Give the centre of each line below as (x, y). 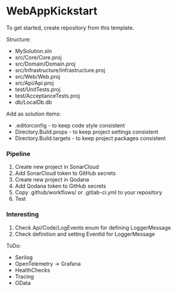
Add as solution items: (34, 114)
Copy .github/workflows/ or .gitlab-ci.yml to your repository (88, 192)
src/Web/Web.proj (37, 76)
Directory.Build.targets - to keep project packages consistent (90, 138)
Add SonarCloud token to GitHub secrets (65, 173)
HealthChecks (32, 270)
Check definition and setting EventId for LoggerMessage (85, 234)
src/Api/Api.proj (34, 83)
